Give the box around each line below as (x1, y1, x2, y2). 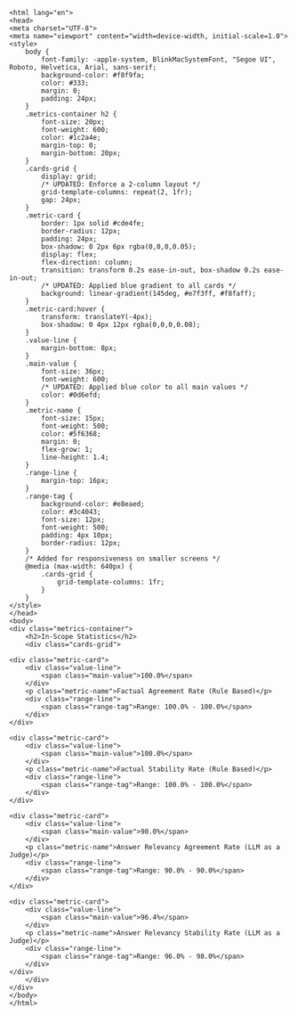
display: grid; (41, 172, 98, 181)
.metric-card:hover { (25, 305, 105, 314)
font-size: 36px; (41, 367, 105, 376)
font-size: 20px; (41, 118, 105, 127)
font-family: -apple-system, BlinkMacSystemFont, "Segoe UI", (41, 55, 277, 64)
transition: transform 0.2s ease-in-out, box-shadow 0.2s (41, 266, 261, 274)
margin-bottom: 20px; (41, 149, 122, 158)
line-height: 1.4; (41, 453, 109, 462)
